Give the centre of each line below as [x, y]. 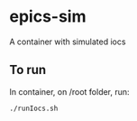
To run [28, 70]
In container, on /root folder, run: [69, 91]
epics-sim [48, 17]
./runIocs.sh [34, 108]
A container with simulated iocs [68, 42]
